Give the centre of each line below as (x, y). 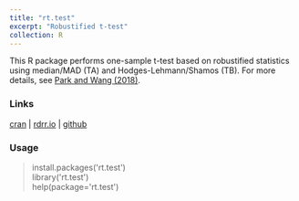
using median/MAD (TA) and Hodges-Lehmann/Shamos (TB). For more (143, 70)
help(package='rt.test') (75, 186)
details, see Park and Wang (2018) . (75, 80)
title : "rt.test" (42, 18)
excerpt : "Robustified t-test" (69, 26)
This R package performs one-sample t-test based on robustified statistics (149, 61)
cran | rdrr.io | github (48, 123)
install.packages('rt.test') (78, 167)
